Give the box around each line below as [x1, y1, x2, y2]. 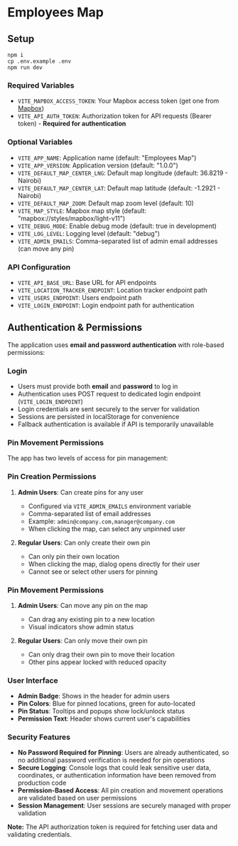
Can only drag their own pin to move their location [28, 650, 175, 659]
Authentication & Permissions [7, 321, 143, 334]
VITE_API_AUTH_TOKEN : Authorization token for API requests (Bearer [17, 112, 212, 120]
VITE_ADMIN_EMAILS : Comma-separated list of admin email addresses [17, 237, 218, 245]
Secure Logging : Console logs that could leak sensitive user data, [17, 763, 211, 772]
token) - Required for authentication [17, 119, 126, 128]
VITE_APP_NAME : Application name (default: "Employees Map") [17, 153, 197, 162]
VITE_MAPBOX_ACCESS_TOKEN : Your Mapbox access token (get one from [17, 97, 220, 105]
